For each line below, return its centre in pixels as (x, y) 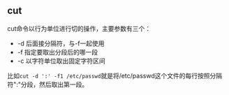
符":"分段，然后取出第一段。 (48, 84)
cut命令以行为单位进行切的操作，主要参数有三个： (79, 28)
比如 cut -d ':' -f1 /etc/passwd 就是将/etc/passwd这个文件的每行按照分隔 (114, 75)
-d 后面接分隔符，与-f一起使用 (61, 43)
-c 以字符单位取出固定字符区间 (61, 61)
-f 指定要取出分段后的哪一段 (58, 52)
